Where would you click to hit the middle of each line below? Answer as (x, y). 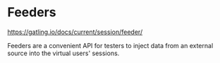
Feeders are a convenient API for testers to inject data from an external (110, 45)
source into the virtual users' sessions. (63, 53)
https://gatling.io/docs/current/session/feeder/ (75, 32)
